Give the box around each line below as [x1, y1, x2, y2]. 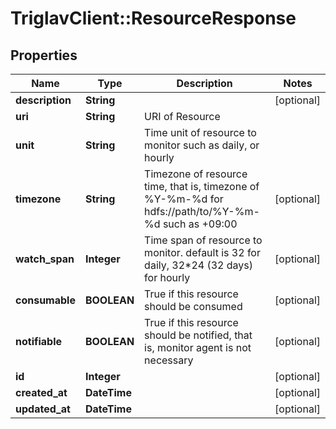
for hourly [144, 271, 191, 284]
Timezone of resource [144, 167, 248, 181]
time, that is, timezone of [144, 180, 260, 193]
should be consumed [144, 300, 243, 313]
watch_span [15, 252, 75, 266]
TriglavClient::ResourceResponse [10, 7, 297, 30]
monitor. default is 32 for [144, 246, 261, 259]
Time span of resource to [144, 233, 263, 247]
